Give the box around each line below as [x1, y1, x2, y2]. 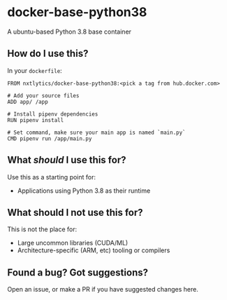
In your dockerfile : [7, 66, 63, 74]
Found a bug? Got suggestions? [7, 266, 149, 278]
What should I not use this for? [7, 206, 143, 218]
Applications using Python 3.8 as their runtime [17, 186, 151, 195]
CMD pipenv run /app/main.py [7, 135, 92, 142]
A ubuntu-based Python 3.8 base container [7, 27, 131, 36]
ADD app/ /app [7, 98, 49, 105]
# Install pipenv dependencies [7, 110, 98, 118]
